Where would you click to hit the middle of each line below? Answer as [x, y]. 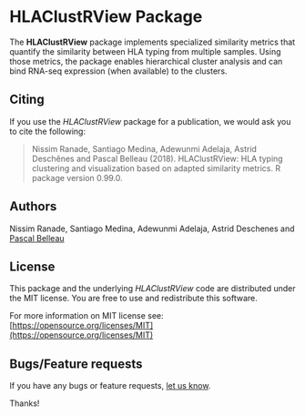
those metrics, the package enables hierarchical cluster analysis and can [146, 61]
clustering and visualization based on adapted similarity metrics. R [156, 168]
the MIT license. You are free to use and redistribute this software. [133, 299]
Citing [27, 100]
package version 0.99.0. [77, 178]
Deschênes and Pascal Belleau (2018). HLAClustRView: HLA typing [158, 158]
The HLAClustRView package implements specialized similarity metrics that [152, 42]
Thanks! [25, 403]
